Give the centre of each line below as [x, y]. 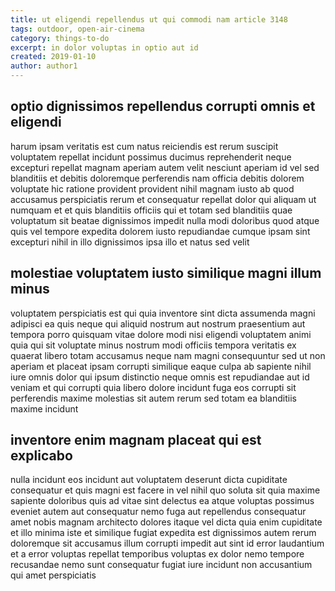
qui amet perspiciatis [53, 575]
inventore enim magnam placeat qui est [136, 440]
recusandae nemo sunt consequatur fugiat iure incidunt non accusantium [161, 565]
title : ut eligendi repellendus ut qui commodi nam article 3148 [149, 19]
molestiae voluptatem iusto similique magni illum [166, 273]
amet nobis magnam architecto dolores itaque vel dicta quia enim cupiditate [166, 522]
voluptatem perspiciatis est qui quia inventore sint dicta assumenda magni [163, 313]
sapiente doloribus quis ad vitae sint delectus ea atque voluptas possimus [162, 501]
